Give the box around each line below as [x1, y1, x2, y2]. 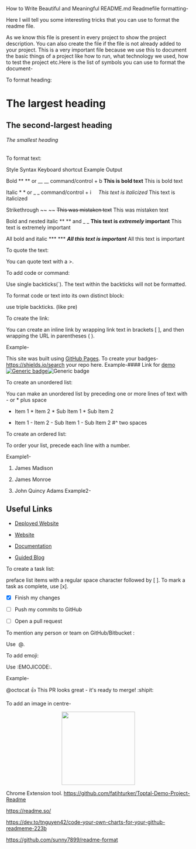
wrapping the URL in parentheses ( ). [6, 332, 95, 339]
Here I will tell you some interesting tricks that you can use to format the [6, 16, 180, 23]
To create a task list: [6, 565, 55, 572]
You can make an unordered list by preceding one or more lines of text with [6, 390, 188, 397]
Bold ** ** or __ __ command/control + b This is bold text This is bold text [6, 177, 183, 184]
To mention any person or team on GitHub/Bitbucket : [6, 629, 135, 636]
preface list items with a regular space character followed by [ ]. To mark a [6, 577, 185, 584]
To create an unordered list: [6, 379, 73, 386]
